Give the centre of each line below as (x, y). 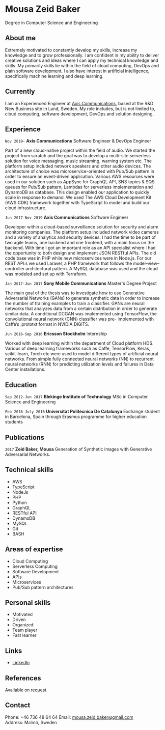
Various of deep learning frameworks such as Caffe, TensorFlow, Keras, (78, 349)
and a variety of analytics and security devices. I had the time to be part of (81, 237)
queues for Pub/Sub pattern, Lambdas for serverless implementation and (79, 187)
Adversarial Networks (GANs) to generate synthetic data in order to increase (82, 298)
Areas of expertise (34, 549)
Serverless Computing (35, 566)
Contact (18, 705)
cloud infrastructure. (26, 208)
